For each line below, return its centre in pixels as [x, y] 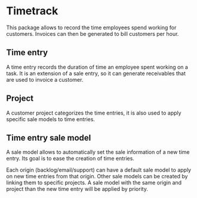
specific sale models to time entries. [51, 119]
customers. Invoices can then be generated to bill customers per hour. [93, 33]
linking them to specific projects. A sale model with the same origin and [94, 182]
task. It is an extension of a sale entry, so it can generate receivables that [96, 73]
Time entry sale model [49, 137]
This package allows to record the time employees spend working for [91, 27]
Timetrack [32, 11]
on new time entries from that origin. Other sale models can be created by [97, 177]
